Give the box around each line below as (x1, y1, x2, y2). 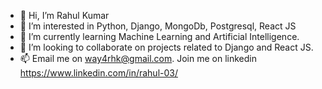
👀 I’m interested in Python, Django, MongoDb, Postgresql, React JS (19, 20, 297, 32)
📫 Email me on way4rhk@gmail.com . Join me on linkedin (19, 53, 257, 64)
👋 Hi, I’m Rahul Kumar (19, 10, 110, 21)
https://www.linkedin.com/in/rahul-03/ (19, 67, 178, 79)
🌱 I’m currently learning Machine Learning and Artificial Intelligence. (19, 31, 300, 42)
